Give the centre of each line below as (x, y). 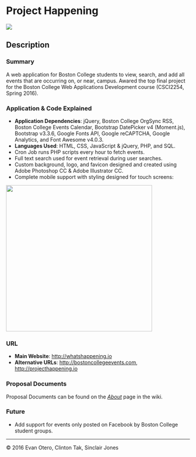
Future (15, 412)
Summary (20, 61)
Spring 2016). (22, 93)
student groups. (34, 431)
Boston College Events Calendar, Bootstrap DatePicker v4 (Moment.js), (100, 127)
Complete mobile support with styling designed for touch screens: (94, 177)
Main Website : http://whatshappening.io (63, 356)
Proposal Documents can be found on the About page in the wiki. (85, 397)
